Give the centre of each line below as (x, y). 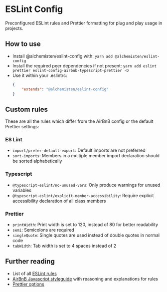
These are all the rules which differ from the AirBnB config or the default (79, 121)
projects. (14, 28)
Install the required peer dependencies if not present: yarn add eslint (84, 65)
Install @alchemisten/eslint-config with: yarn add (63, 56)
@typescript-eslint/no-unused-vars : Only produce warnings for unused (86, 185)
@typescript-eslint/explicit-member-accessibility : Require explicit (83, 195)
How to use (23, 44)
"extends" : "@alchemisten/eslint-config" (65, 89)
